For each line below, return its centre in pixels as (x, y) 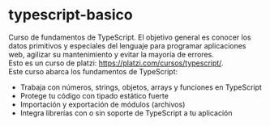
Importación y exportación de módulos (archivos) (103, 104)
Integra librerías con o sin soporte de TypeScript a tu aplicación (126, 113)
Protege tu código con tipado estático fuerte (94, 95)
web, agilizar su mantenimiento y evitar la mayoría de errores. (111, 54)
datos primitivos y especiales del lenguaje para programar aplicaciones (127, 45)
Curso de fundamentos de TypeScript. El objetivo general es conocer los (130, 37)
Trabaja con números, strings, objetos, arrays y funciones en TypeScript (141, 87)
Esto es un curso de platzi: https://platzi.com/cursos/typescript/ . (116, 63)
